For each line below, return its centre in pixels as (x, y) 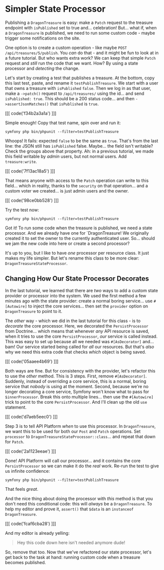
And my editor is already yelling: (37, 533)
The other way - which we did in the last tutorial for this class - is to (73, 321)
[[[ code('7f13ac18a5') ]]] (30, 171)
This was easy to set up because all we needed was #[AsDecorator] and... (80, 341)
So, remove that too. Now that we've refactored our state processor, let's (78, 552)
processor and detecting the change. (42, 68)
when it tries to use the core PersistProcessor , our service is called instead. (81, 336)
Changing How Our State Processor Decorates (77, 279)
